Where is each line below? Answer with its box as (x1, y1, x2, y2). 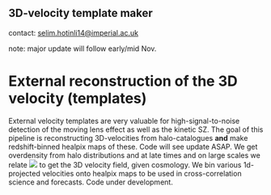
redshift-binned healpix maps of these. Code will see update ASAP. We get (8, 142, 258, 151)
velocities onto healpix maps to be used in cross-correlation (41, 168, 242, 178)
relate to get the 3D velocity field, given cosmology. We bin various (8, 159, 242, 169)
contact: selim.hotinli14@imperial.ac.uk (8, 28, 139, 37)
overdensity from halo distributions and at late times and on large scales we (8, 150, 260, 160)
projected (8, 168, 40, 178)
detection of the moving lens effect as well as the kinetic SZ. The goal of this (8, 125, 264, 134)
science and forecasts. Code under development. (8, 177, 174, 187)
